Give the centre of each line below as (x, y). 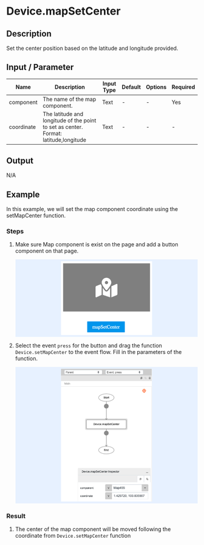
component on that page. (47, 251)
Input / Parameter (40, 67)
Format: (52, 133)
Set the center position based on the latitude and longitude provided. (92, 48)
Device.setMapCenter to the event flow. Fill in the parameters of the (98, 352)
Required (183, 87)
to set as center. (63, 127)
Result (16, 516)
